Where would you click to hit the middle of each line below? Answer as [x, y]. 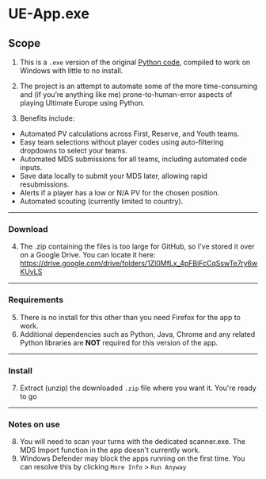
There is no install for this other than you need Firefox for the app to [130, 317]
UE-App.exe [49, 14]
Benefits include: [47, 118]
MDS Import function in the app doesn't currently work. [110, 450]
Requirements [36, 300]
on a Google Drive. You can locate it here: [87, 255]
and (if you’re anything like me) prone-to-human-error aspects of [126, 95]
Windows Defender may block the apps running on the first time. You [132, 458]
